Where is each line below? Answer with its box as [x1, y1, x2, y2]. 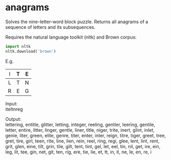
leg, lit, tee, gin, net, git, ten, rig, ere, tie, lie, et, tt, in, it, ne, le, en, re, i [5, 149, 151, 155]
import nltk [5, 44, 31, 49]
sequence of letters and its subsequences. [5, 24, 96, 30]
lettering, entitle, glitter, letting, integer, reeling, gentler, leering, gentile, [5, 121, 156, 128]
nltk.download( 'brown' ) [5, 48, 56, 54]
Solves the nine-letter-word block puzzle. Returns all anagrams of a [5, 19, 148, 25]
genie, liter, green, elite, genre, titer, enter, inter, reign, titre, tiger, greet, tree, [5, 132, 166, 138]
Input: [5, 100, 18, 106]
